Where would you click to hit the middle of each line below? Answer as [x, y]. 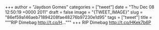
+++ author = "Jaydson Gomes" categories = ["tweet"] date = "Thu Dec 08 [80, 7]
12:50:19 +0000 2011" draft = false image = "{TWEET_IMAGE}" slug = [74, 12]
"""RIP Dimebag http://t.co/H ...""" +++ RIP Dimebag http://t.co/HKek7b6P [78, 22]
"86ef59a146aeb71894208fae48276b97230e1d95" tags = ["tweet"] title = [79, 17]
